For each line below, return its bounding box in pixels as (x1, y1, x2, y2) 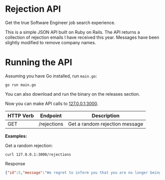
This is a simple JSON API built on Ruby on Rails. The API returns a (5, 29, 140, 35)
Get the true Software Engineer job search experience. (5, 20, 115, 26)
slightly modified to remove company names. (5, 39, 96, 45)
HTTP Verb (7, 112, 34, 119)
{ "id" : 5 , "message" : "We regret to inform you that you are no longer (5, 170, 148, 175)
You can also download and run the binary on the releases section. (5, 91, 140, 97)
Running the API (5, 57, 72, 68)
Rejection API (5, 3, 61, 15)
